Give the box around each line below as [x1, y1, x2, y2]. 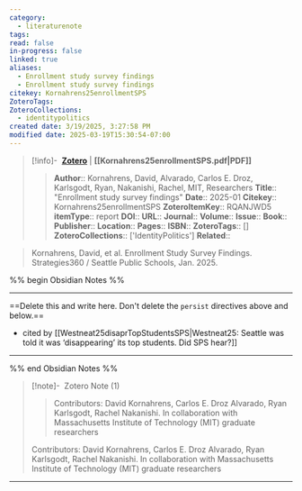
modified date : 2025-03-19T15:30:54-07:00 [9, 131, 171, 140]
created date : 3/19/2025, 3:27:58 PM [9, 123, 151, 132]
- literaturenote [17, 22, 83, 31]
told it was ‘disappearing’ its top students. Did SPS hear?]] [22, 337, 238, 348]
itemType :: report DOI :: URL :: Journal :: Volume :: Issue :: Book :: [53, 211, 288, 222]
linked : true [9, 55, 58, 64]
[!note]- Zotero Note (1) [31, 380, 120, 391]
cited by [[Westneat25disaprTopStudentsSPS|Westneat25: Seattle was [22, 327, 285, 338]
